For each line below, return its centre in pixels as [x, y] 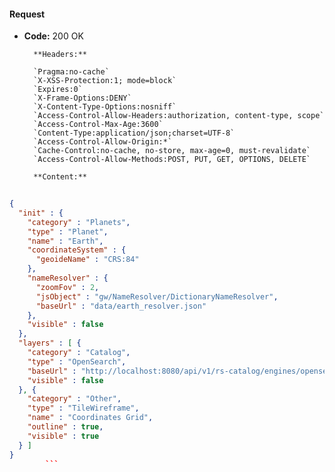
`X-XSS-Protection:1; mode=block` [105, 81]
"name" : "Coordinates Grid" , [90, 418]
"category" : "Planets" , [79, 222]
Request [27, 14]
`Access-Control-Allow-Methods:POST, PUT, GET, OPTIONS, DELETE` [172, 160]
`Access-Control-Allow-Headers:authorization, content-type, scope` [179, 116]
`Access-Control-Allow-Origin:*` [103, 142]
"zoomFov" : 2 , [67, 287]
